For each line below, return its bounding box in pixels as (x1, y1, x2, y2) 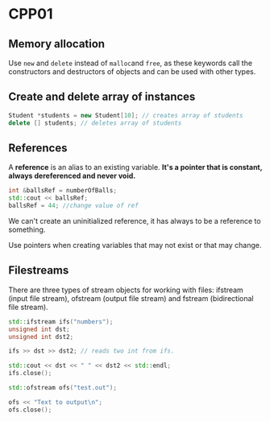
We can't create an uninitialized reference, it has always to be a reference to (8, 217, 261, 225)
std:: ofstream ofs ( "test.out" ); (8, 384, 117, 392)
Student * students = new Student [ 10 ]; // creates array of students (8, 111, 243, 119)
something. (8, 225, 46, 234)
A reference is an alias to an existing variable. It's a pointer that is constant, (8, 163, 263, 172)
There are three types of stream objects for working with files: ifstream (8, 285, 243, 295)
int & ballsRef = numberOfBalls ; (8, 187, 117, 195)
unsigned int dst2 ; (8, 332, 74, 341)
